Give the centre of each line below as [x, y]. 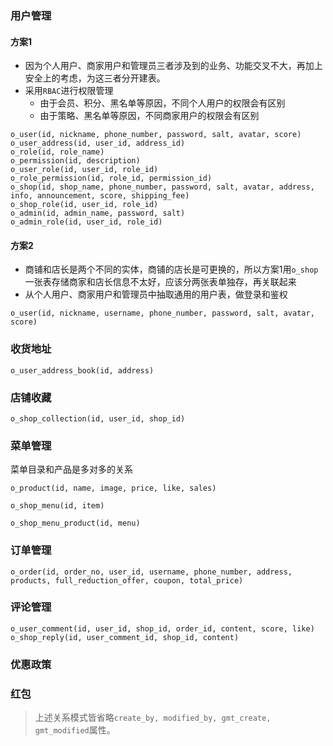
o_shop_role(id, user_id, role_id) [84, 205]
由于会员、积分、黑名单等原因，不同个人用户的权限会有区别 [162, 103]
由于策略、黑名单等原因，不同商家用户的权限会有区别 [149, 116]
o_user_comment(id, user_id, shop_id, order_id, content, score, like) [162, 628]
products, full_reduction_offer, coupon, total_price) [127, 580]
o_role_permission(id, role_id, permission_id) [111, 178]
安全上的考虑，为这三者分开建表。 [95, 78]
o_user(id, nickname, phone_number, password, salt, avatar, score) [156, 135]
